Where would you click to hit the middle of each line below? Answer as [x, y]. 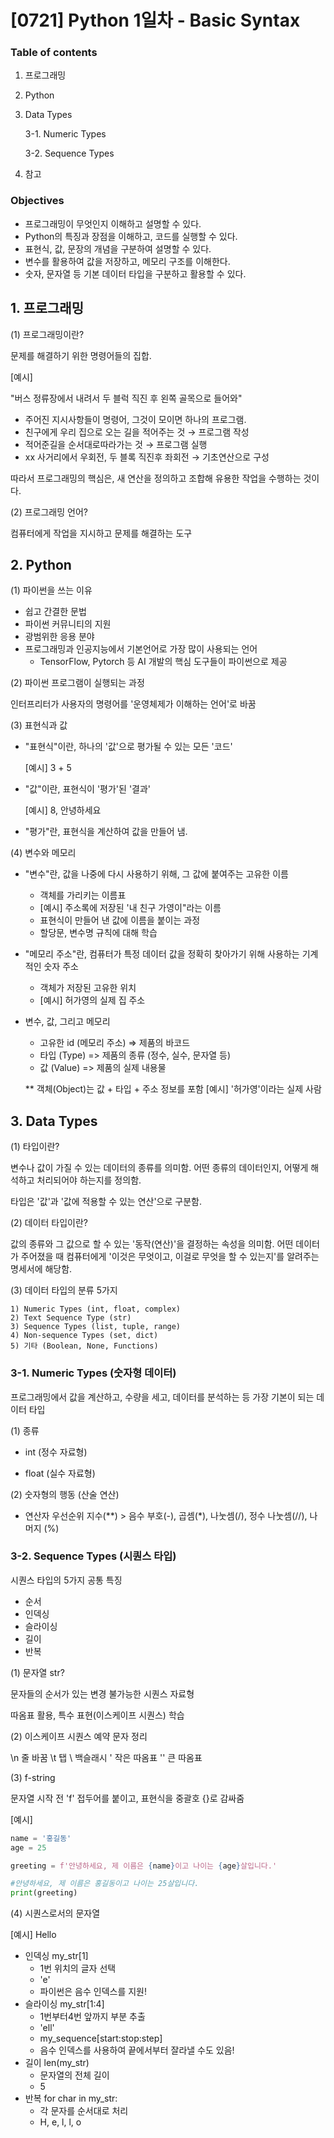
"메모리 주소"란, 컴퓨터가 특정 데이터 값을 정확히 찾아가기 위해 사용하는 [162, 954]
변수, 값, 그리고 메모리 [67, 1022]
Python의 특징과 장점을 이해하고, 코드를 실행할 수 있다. [131, 236]
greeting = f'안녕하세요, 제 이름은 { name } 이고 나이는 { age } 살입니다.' [144, 1866]
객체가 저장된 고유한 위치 [88, 988]
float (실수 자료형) [60, 1473]
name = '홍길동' [41, 1838]
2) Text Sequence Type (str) [71, 1318]
